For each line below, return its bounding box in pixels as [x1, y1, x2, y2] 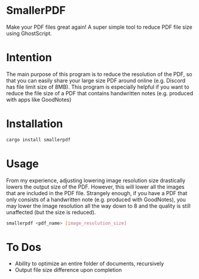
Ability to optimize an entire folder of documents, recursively [14, 260, 164, 267]
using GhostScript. [6, 29, 52, 37]
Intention [6, 51, 52, 65]
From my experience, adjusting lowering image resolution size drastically [6, 177, 186, 184]
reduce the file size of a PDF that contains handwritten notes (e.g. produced [6, 89, 194, 96]
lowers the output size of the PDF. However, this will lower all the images [6, 183, 185, 190]
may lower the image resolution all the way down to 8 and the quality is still [6, 202, 191, 210]
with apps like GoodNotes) [6, 96, 72, 103]
